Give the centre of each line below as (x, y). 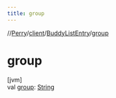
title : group (26, 13)
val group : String (31, 87)
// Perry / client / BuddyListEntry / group (58, 33)
